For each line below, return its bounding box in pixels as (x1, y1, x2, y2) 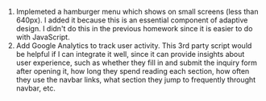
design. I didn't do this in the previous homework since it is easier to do (15, 24, 253, 33)
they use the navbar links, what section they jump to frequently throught (15, 75, 256, 84)
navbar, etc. (15, 83, 56, 93)
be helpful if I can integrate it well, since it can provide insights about (15, 50, 245, 59)
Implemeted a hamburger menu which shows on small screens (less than (15, 7, 259, 16)
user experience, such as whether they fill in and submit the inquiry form (15, 58, 258, 67)
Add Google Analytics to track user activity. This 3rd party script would (15, 41, 252, 50)
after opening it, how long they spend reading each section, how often (15, 67, 250, 75)
